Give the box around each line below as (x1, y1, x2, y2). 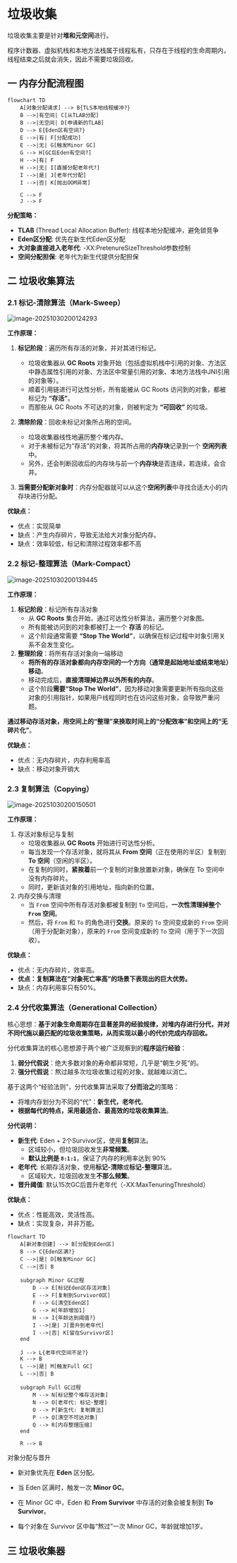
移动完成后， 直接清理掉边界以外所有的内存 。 (28, 675, 159, 684)
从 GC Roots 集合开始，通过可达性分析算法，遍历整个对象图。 (28, 614, 208, 622)
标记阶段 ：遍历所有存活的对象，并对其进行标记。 (17, 343, 160, 353)
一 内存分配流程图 (7, 78, 84, 90)
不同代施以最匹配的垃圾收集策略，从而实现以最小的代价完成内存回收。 (7, 1029, 212, 1038)
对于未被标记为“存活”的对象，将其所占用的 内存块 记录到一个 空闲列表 (28, 442, 227, 450)
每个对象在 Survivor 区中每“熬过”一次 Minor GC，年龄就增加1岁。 (17, 1522, 207, 1531)
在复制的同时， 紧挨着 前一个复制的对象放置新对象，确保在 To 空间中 (28, 865, 224, 874)
